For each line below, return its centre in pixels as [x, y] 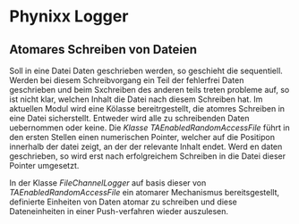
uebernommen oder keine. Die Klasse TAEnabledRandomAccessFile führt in [149, 128]
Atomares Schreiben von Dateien [103, 50]
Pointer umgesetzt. [44, 166]
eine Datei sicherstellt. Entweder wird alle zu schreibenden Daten [129, 118]
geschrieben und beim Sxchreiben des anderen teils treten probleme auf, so [149, 90]
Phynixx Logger [69, 17]
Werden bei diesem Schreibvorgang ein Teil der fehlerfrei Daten [127, 80]
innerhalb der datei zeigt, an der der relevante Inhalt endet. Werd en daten [146, 146]
